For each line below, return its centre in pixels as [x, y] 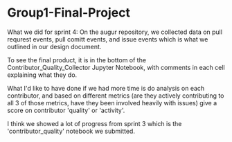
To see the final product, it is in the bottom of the [77, 60]
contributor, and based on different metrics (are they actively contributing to [116, 96]
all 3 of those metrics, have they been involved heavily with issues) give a [112, 103]
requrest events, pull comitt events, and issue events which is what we [108, 39]
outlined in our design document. [54, 46]
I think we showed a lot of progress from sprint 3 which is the [95, 123]
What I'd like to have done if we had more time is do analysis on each [106, 88]
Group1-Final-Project [69, 13]
